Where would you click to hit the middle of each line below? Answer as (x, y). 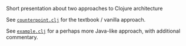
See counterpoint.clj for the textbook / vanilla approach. (76, 20)
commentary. (22, 37)
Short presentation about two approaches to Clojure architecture (84, 8)
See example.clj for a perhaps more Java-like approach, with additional (93, 31)
